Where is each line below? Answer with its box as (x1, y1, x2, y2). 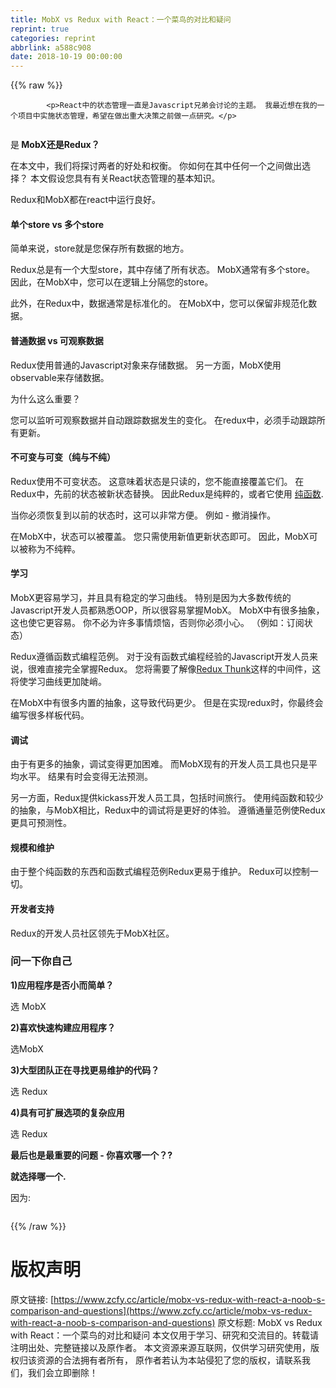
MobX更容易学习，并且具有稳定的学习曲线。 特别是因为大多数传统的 (10, 591, 292, 603)
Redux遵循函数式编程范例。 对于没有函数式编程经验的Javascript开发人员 (10, 650, 310, 662)
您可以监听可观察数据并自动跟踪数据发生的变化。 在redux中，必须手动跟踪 (10, 414, 317, 426)
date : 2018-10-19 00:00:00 (10, 52, 123, 62)
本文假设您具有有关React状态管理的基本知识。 (29, 172, 221, 185)
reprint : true (10, 24, 70, 34)
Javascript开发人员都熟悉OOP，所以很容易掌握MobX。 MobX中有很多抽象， (10, 604, 325, 616)
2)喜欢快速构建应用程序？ (10, 1021, 117, 1033)
